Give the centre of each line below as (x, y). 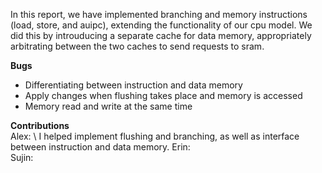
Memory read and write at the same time (108, 106)
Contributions (40, 125)
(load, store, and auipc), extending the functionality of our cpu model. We (161, 25)
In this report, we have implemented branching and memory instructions (159, 14)
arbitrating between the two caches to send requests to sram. (137, 46)
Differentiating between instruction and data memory (133, 85)
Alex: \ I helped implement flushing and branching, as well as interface (155, 136)
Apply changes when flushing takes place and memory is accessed (163, 95)
